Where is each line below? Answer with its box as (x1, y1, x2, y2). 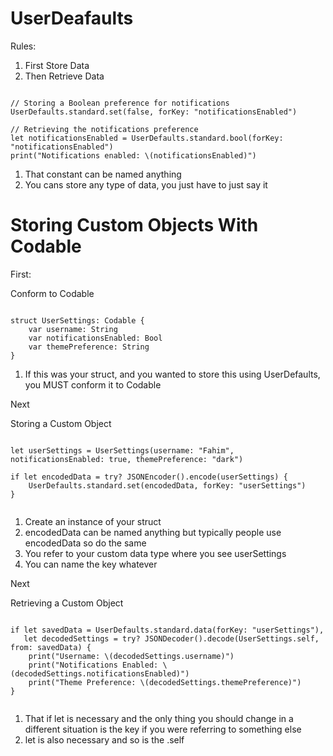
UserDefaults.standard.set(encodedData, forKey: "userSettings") (28, 480, 307, 491)
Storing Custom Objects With (10, 214, 259, 237)
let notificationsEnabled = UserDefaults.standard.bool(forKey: (10, 133, 284, 143)
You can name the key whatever (24, 558, 158, 570)
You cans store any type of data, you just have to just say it (24, 178, 268, 191)
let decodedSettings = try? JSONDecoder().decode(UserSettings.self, (23, 633, 320, 644)
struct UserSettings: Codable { (10, 315, 145, 326)
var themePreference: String (28, 342, 150, 352)
